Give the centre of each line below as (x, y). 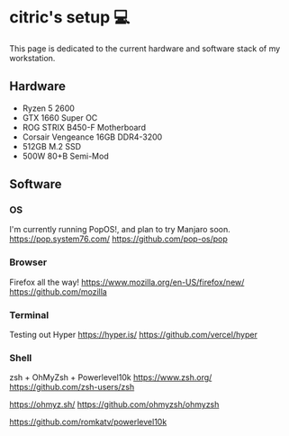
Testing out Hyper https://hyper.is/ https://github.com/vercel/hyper (134, 335)
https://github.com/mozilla (59, 291)
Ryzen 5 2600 (48, 108)
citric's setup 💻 (70, 18)
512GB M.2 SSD (52, 146)
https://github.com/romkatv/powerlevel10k (88, 422)
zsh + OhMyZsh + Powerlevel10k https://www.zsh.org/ (111, 377)
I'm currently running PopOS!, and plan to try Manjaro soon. (120, 230)
